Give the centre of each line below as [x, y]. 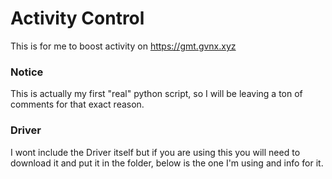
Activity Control [77, 18]
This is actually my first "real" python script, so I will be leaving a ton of [156, 94]
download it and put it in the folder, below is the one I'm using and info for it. [167, 163]
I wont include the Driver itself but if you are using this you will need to [155, 152]
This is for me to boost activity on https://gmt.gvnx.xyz [123, 46]
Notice [27, 72]
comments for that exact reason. [77, 104]
